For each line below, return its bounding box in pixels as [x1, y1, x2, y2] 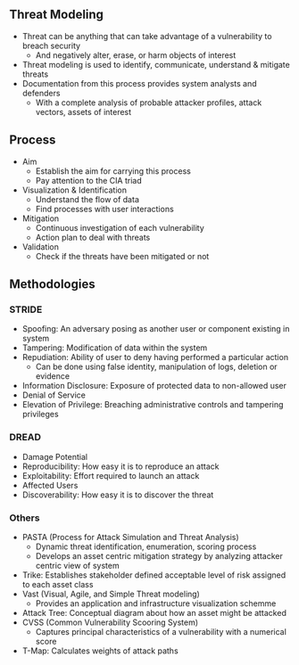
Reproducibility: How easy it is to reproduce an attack [21, 461, 220, 472]
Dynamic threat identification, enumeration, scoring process [35, 541, 257, 552]
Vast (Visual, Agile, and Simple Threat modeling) [21, 588, 201, 599]
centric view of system [35, 560, 120, 571]
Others [9, 512, 40, 524]
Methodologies [9, 276, 96, 292]
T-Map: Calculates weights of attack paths [21, 645, 179, 656]
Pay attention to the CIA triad [35, 175, 143, 185]
